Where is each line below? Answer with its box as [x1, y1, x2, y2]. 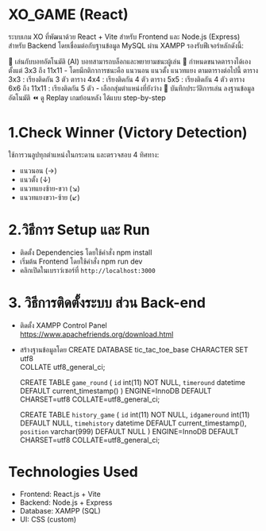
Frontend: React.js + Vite [19, 489, 101, 498]
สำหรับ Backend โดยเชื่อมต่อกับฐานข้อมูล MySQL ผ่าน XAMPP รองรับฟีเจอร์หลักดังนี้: [8, 40, 245, 50]
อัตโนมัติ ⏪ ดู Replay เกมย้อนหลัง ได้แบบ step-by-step [8, 93, 166, 102]
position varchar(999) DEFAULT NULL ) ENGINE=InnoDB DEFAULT [19, 426, 240, 436]
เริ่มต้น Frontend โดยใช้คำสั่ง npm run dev [19, 256, 143, 266]
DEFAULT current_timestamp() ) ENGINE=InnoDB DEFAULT [19, 386, 212, 395]
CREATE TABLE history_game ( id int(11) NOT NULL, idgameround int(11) [19, 410, 250, 419]
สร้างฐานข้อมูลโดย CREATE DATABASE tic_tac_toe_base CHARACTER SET [19, 344, 249, 354]
